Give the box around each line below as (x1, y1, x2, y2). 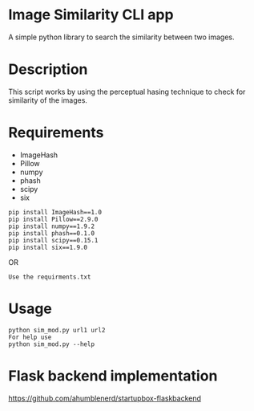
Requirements (8, 124, 104, 142)
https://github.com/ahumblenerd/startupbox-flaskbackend (8, 393, 202, 403)
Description (8, 60, 88, 79)
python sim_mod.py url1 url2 (8, 326, 106, 334)
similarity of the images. (8, 95, 88, 105)
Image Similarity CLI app (8, 6, 174, 24)
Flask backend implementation (8, 367, 218, 385)
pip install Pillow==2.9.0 (8, 215, 99, 223)
